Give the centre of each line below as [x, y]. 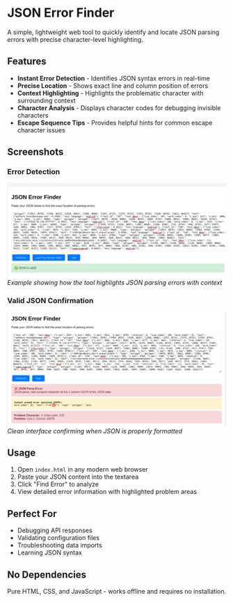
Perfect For [32, 514]
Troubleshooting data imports [59, 546]
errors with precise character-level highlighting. [75, 39]
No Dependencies [47, 574]
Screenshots [35, 152]
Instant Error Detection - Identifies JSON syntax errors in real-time [113, 78]
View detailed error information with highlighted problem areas [107, 492]
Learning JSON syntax [49, 553]
